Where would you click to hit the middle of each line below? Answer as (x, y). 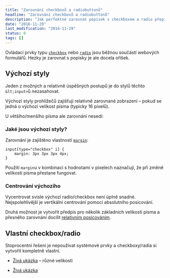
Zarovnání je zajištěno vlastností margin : (47, 140)
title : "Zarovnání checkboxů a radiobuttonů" (54, 10)
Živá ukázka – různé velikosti (42, 261)
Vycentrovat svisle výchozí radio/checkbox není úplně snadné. (71, 197)
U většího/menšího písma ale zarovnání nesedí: (54, 116)
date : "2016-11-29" (26, 24)
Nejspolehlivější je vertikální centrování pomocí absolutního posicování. (79, 202)
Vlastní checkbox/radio (43, 233)
